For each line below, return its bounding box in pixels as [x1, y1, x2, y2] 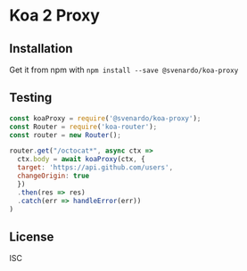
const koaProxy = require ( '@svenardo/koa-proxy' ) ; [9, 113, 202, 123]
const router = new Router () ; [9, 130, 122, 139]
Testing [9, 90, 53, 105]
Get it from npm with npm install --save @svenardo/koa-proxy [9, 64, 239, 75]
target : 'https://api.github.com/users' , [17, 163, 174, 172]
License [9, 229, 54, 244]
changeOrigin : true [17, 171, 90, 181]
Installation [9, 41, 73, 56]
